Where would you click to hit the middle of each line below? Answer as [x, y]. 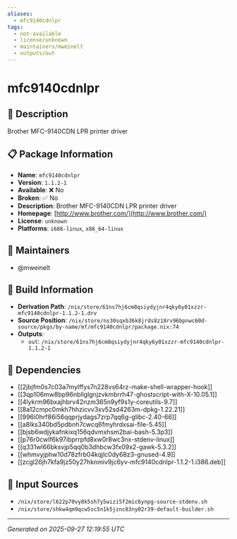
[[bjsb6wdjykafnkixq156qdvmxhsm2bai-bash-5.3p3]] [95, 432]
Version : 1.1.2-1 [42, 182]
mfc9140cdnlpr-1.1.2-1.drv [57, 314]
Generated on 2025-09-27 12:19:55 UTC [66, 529]
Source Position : [42, 320]
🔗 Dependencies [44, 370]
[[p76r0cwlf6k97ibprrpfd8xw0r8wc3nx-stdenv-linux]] [96, 439]
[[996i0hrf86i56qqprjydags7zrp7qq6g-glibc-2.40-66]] [97, 417]
